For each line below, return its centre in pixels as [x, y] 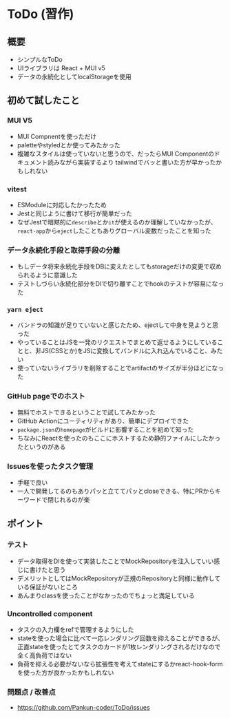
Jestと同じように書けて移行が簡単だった [74, 213]
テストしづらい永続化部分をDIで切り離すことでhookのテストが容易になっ [121, 284]
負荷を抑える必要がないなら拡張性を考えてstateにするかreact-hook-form [120, 664]
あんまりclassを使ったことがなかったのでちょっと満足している [106, 595]
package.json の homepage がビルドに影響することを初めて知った [105, 429]
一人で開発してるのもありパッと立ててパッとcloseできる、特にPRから [116, 491]
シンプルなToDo [40, 60]
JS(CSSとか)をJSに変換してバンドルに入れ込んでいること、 [126, 350]
